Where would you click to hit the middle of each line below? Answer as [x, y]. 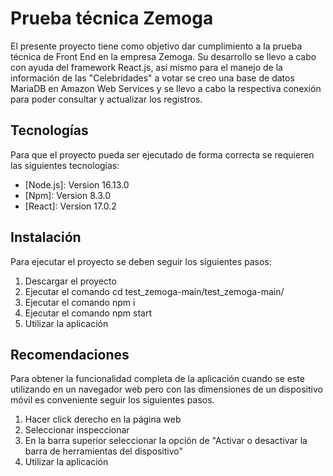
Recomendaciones [70, 354]
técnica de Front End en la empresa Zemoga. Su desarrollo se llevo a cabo [163, 56]
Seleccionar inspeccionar [77, 430]
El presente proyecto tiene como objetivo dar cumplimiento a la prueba [156, 46]
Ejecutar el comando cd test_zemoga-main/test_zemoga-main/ [154, 291]
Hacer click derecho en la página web [103, 419]
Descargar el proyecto [70, 281]
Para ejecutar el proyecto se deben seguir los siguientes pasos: [141, 261]
